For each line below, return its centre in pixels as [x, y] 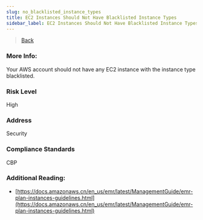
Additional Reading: [36, 178]
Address [19, 120]
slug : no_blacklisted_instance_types [54, 12]
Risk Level [22, 92]
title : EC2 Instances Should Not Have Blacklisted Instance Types [92, 18]
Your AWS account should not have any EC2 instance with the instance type [101, 69]
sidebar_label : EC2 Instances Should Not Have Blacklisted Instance [94, 23]
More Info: [22, 56]
